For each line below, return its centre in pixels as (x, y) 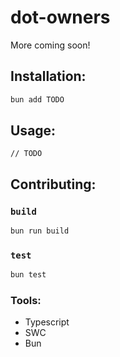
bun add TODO (37, 99)
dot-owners (60, 17)
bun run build (40, 231)
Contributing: (53, 184)
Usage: (33, 131)
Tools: (26, 301)
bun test (28, 275)
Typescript (47, 322)
